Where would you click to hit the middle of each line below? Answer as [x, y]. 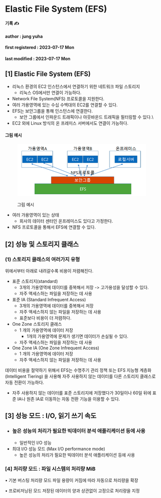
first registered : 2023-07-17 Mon [40, 47]
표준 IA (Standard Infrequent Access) [49, 299]
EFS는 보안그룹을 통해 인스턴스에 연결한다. [53, 111]
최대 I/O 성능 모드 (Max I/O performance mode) [59, 449]
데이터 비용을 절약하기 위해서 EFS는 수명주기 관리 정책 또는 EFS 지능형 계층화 [78, 370]
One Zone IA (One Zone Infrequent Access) [56, 348]
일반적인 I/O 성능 [36, 442]
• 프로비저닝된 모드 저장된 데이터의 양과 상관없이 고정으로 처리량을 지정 [72, 491]
